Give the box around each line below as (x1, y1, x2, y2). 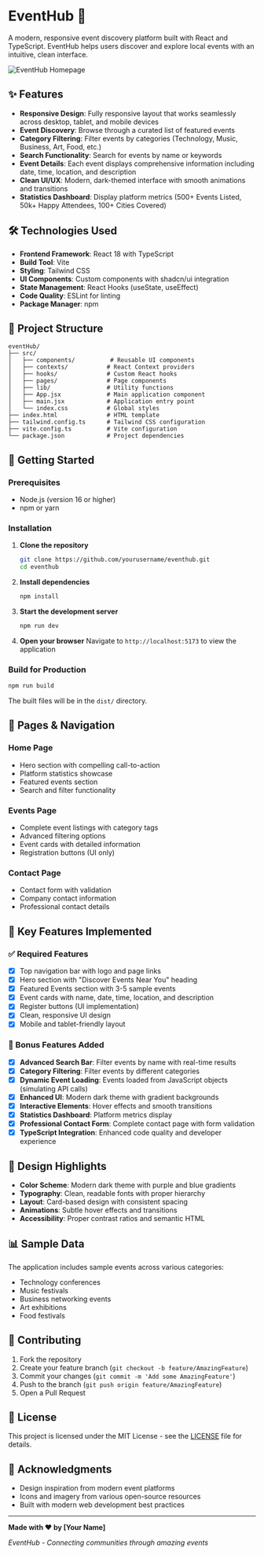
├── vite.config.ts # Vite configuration (8, 425, 178, 433)
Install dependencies (19, 578, 90, 587)
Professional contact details (19, 902, 110, 911)
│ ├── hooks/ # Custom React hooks (8, 370, 178, 378)
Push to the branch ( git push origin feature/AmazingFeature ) (19, 1379, 222, 1389)
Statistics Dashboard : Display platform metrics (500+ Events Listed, (19, 192, 242, 201)
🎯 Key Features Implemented (8, 925, 152, 938)
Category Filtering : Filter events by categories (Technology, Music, (19, 134, 238, 143)
